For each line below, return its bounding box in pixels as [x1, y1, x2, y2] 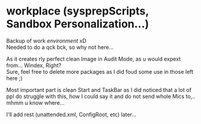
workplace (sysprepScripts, [6, 4, 149, 18]
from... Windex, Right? [6, 62, 62, 69]
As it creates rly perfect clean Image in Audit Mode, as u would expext [6, 55, 181, 62]
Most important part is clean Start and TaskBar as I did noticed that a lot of [6, 86, 192, 93]
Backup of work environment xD [6, 37, 86, 44]
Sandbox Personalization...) [6, 17, 149, 31]
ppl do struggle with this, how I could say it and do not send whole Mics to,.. [6, 93, 196, 100]
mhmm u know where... [6, 99, 65, 106]
